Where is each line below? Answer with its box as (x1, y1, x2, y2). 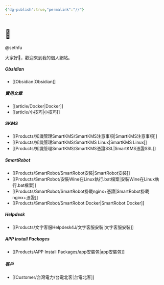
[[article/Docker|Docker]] (12, 103, 64, 109)
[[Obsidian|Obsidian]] (12, 78, 56, 84)
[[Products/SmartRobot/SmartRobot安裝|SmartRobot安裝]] (12, 170, 130, 176)
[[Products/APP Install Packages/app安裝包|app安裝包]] (12, 249, 125, 255)
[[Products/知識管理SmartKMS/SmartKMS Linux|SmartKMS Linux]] (12, 139, 147, 145)
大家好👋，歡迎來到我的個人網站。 (5, 54, 72, 60)
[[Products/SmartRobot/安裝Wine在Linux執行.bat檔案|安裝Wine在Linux (12, 176, 155, 182)
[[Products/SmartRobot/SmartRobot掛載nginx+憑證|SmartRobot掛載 (12, 188, 149, 194)
